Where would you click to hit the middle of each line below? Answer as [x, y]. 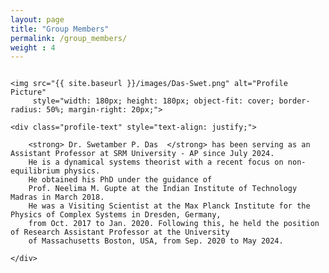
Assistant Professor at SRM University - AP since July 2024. [142, 154]
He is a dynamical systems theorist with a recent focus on [156, 162]
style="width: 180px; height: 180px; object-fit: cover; [153, 101]
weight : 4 [33, 47]
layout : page [37, 19]
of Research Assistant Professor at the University [120, 232]
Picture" [28, 92]
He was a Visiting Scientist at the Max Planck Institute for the [169, 206]
